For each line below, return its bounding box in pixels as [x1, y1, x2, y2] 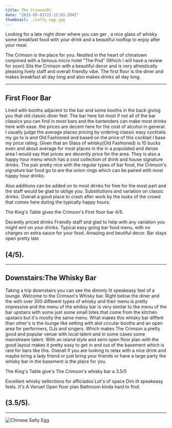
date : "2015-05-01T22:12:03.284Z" [5, 12, 79, 17]
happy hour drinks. [5, 173, 45, 179]
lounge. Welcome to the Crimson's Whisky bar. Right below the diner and [5, 292, 160, 299]
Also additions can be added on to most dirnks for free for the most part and [5, 183, 166, 189]
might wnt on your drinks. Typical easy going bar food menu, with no [5, 225, 150, 231]
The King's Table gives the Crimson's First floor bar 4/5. [5, 209, 124, 215]
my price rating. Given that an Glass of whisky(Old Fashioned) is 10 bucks [5, 140, 161, 146]
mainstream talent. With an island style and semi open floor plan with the [5, 336, 159, 342]
